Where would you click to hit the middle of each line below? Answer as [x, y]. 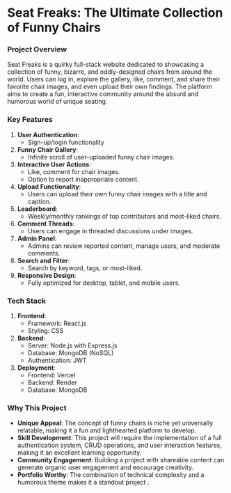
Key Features [30, 120]
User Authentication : [48, 134]
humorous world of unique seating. [57, 102]
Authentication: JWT [57, 361]
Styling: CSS [46, 331]
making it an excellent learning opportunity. [79, 453]
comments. [44, 253]
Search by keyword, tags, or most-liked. [85, 268]
